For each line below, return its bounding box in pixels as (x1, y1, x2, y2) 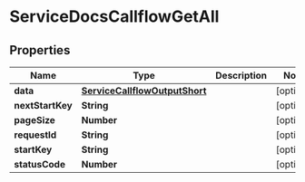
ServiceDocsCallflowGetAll (9, 6, 220, 27)
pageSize (14, 114, 56, 126)
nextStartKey (14, 100, 73, 111)
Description (215, 70, 268, 81)
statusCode (14, 158, 66, 170)
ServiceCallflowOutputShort (81, 84, 207, 97)
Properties (9, 43, 71, 58)
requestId (14, 129, 57, 141)
